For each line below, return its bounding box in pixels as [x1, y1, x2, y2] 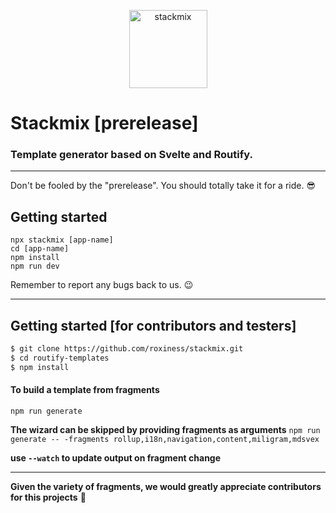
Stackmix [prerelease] [10, 112, 199, 135]
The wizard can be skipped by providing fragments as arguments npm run [10, 423, 321, 435]
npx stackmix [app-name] [10, 235, 114, 245]
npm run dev [10, 261, 60, 272]
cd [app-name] [10, 244, 70, 254]
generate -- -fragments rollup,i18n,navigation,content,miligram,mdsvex [10, 434, 320, 444]
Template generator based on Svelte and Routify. [10, 148, 253, 162]
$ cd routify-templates [10, 353, 110, 363]
